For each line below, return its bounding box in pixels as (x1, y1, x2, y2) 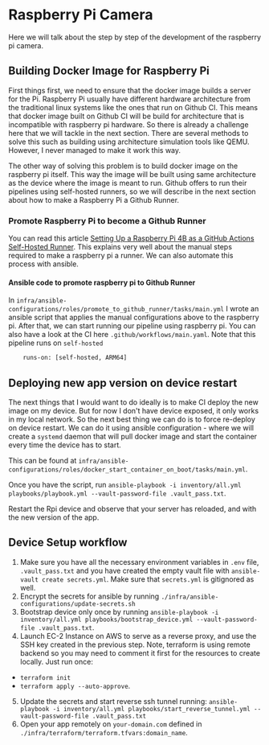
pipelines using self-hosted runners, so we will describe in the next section (8, 187, 256, 196)
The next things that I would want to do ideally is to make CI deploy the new (8, 397, 259, 407)
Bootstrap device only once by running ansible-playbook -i (19, 607, 219, 616)
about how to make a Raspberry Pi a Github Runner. (8, 195, 179, 204)
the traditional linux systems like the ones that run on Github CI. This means (8, 102, 259, 112)
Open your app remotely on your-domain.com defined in (19, 718, 202, 729)
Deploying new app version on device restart (8, 376, 238, 389)
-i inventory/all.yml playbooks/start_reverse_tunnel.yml (52, 705, 251, 713)
